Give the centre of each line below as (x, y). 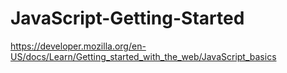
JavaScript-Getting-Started (127, 18)
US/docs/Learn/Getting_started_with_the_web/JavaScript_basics (143, 56)
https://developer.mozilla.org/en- (78, 46)
